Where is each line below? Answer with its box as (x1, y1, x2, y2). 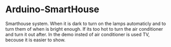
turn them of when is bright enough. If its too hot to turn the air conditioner (5, 26, 163, 32)
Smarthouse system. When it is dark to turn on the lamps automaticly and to (5, 20, 166, 27)
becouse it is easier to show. (5, 37, 66, 43)
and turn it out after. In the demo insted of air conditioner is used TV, (5, 31, 150, 37)
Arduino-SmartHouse (5, 4, 100, 15)
